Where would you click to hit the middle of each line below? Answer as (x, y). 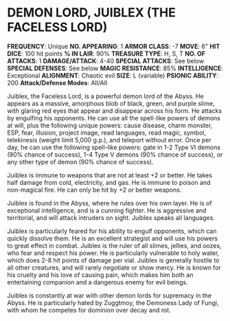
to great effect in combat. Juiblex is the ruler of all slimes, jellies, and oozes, (114, 245)
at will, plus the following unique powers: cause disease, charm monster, (110, 125)
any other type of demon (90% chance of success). (80, 162)
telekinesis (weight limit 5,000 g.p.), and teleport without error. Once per (109, 140)
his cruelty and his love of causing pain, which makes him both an (100, 275)
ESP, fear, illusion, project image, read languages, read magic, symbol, (106, 133)
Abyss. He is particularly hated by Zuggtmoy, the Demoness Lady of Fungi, (113, 302)
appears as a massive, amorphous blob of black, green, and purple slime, (111, 103)
